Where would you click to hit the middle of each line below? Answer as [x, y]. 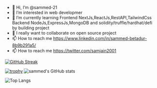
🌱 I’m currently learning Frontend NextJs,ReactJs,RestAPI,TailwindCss [82, 18]
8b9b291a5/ [24, 45]
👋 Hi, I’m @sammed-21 [35, 7]
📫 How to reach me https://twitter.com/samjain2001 [64, 51]
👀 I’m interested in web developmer [47, 13]
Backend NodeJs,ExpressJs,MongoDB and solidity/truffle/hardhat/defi [82, 23]
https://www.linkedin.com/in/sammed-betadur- [100, 38]
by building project [31, 28]
